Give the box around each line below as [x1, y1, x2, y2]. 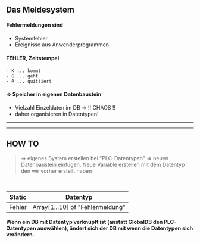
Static [9, 193, 27, 201]
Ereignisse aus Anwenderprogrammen [14, 41, 109, 48]
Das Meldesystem [6, 5, 74, 15]
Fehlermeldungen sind [6, 21, 64, 29]
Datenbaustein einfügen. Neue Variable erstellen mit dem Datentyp [20, 161, 185, 168]
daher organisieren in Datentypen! [14, 110, 99, 117]
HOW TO [6, 139, 39, 149]
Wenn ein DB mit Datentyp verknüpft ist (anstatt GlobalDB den [6, 218, 163, 225]
